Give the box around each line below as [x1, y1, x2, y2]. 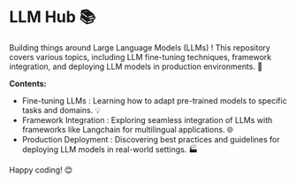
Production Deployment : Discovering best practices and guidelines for [21, 134, 280, 144]
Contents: [9, 78, 47, 88]
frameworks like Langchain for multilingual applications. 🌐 [21, 124, 234, 134]
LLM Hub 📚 [9, 7, 96, 27]
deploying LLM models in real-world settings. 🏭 [21, 143, 199, 155]
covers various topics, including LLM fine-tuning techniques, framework [9, 51, 272, 62]
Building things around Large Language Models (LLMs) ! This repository [9, 42, 271, 53]
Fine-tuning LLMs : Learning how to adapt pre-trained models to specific [21, 95, 287, 106]
